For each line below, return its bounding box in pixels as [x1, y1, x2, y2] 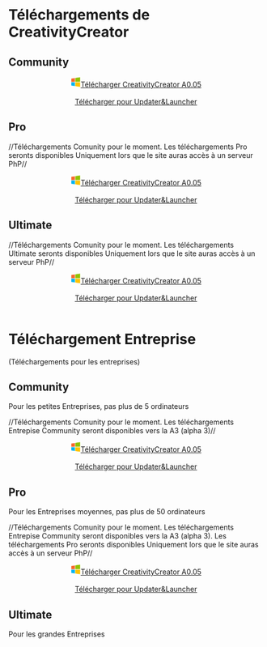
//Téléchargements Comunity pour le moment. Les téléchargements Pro [8, 142, 248, 151]
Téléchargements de [8, 6, 150, 24]
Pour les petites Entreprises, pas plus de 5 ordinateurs [8, 402, 189, 411]
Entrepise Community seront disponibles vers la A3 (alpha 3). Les [8, 531, 227, 541]
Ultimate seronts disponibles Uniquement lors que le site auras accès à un [8, 249, 256, 258]
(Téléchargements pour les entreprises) [8, 356, 141, 366]
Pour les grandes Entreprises [8, 629, 105, 639]
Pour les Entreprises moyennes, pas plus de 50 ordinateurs [8, 507, 206, 517]
